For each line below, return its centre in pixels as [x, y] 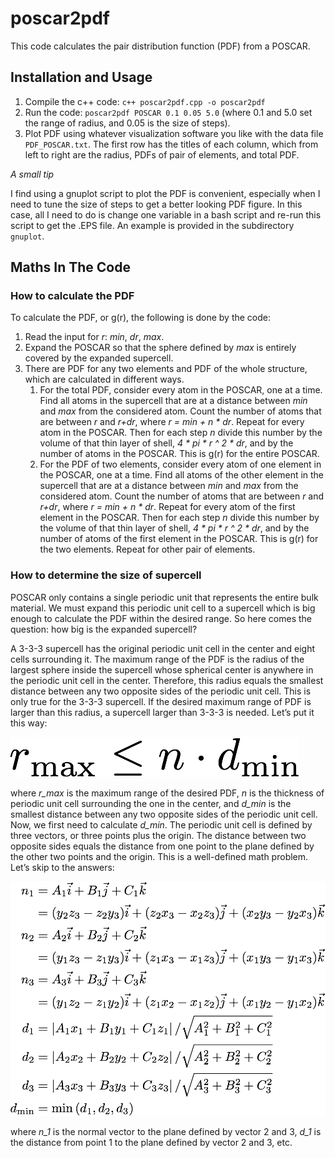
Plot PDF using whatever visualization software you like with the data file [174, 133]
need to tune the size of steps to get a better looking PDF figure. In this [156, 204]
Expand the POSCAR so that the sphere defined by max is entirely [160, 348]
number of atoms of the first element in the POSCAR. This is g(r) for [179, 539]
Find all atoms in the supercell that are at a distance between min [173, 401]
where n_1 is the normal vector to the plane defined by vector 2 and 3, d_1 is [166, 1132]
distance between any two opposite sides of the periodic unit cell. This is [161, 691]
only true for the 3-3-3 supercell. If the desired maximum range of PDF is [161, 701]
